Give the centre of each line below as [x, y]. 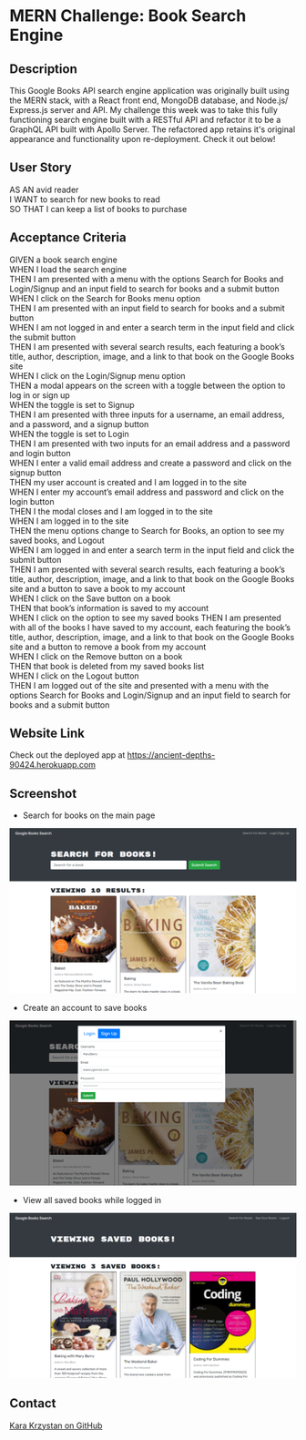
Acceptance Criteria [68, 238]
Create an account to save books [85, 1008]
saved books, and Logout [57, 540]
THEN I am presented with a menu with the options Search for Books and [147, 279]
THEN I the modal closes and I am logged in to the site [111, 511]
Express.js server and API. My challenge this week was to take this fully [143, 110]
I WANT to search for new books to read [85, 199]
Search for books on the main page [89, 815]
